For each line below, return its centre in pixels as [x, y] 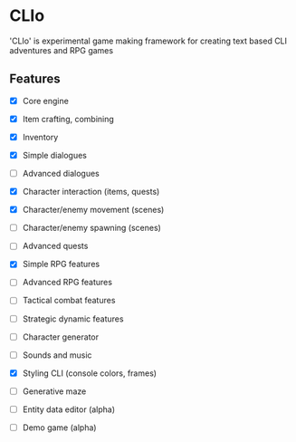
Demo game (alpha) [59, 428]
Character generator [61, 337]
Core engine [46, 101]
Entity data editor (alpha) [69, 409]
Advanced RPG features [67, 283]
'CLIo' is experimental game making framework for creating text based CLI [148, 41]
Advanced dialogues [61, 173]
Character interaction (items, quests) [91, 192]
